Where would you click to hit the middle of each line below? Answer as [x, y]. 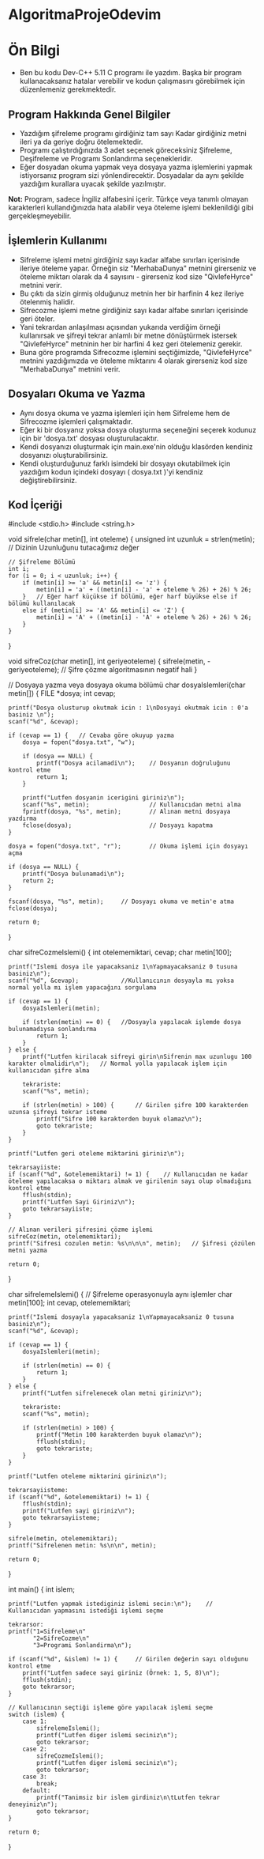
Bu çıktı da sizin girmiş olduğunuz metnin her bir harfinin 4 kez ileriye [132, 293]
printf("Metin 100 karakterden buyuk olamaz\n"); [119, 1435]
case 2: [35, 1749]
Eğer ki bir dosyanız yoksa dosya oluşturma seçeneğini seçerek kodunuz [138, 429]
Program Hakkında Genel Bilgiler [89, 114]
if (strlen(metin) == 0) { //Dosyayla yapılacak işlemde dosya [132, 1022]
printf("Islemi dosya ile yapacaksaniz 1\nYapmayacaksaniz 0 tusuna [123, 967]
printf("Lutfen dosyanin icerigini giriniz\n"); [104, 798]
